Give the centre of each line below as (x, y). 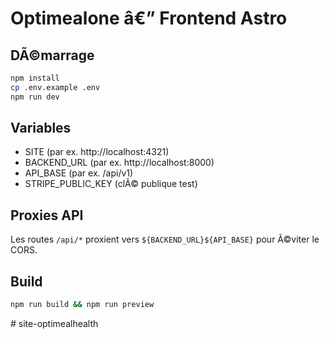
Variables (41, 128)
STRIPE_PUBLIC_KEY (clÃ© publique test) (111, 184)
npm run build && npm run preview (82, 305)
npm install (35, 78)
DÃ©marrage (52, 55)
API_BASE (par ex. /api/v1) (79, 173)
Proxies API (47, 215)
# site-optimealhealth (54, 323)
